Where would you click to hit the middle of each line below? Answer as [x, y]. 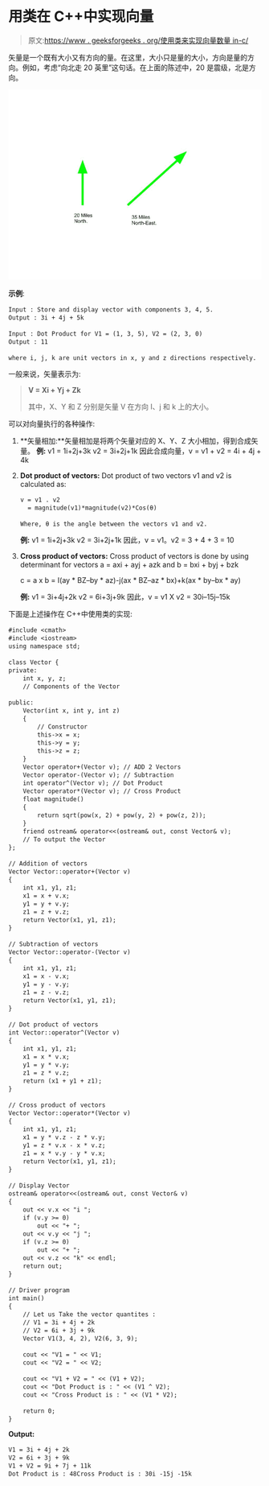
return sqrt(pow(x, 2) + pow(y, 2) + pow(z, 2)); [122, 815]
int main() [26, 1298]
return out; [43, 1266]
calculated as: [43, 484]
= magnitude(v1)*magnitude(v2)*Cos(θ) [92, 508]
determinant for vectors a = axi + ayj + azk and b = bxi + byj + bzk [129, 564]
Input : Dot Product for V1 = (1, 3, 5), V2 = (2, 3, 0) [106, 334]
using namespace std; [45, 646]
